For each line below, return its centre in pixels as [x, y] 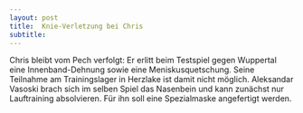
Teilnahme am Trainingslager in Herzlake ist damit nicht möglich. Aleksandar [151, 80]
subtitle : [28, 34]
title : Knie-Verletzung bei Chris [76, 26]
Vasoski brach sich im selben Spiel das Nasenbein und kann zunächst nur [147, 89]
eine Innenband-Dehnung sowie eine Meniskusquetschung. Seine [132, 70]
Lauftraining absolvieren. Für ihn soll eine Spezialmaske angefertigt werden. [151, 99]
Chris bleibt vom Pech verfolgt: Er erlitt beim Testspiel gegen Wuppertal [143, 61]
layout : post [34, 18]
